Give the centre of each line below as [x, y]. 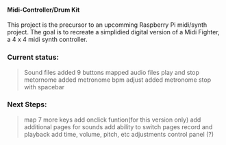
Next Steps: [27, 104]
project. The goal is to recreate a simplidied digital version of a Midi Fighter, [114, 32]
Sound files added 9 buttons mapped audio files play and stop [112, 72]
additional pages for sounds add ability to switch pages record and [118, 126]
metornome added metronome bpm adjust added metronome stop [117, 80]
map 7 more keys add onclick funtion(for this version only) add [112, 120]
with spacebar [44, 87]
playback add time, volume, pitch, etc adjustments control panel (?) [119, 134]
